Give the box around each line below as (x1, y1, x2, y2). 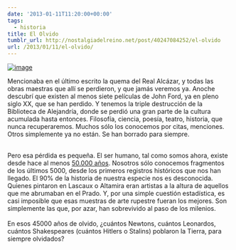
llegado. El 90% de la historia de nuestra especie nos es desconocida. (7, 174, 213, 182)
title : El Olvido (7, 30, 59, 38)
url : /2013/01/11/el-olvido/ (7, 43, 94, 51)
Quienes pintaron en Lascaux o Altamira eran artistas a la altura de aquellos (7, 182, 229, 189)
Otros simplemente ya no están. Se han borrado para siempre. (7, 130, 190, 138)
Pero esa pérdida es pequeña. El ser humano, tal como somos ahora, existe (7, 151, 229, 160)
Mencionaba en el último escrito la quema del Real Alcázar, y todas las (7, 77, 214, 85)
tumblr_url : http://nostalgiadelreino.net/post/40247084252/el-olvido (7, 37, 221, 44)
